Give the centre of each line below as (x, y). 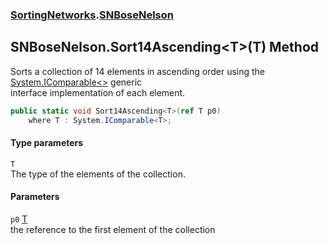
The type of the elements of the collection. (98, 174)
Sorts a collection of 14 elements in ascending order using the (138, 71)
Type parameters (47, 143)
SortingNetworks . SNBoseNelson (92, 15)
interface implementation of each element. (98, 92)
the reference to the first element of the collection (113, 229)
